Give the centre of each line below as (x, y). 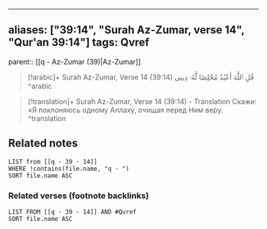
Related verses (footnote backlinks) (79, 196)
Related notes (43, 144)
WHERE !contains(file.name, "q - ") (69, 169)
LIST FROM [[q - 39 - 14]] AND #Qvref (72, 212)
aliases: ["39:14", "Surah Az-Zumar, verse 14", (126, 30)
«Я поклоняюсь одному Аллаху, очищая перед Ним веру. (126, 110)
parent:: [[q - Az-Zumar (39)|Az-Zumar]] (75, 61)
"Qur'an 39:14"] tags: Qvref (79, 43)
